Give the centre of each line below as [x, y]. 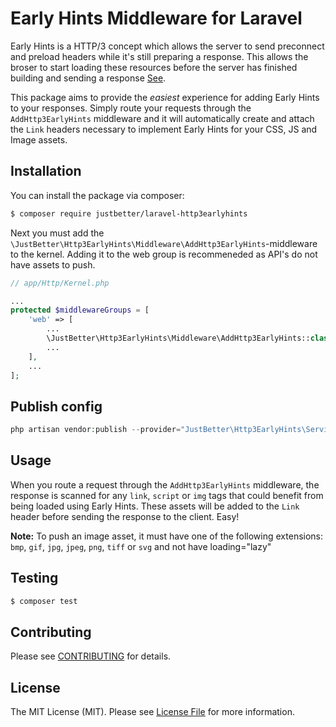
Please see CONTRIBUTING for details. [91, 656]
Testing [34, 578]
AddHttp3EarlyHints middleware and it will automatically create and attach [162, 118]
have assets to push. [53, 264]
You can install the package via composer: [97, 195]
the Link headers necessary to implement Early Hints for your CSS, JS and [164, 129]
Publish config [56, 406]
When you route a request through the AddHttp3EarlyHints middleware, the [165, 484]
